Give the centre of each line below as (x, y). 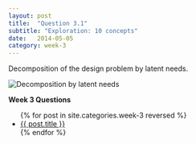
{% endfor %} (43, 133)
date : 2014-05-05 (41, 38)
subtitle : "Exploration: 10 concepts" (73, 31)
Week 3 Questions (40, 100)
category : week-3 (37, 46)
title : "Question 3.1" (48, 23)
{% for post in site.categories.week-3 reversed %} (103, 115)
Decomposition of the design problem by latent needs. (98, 68)
